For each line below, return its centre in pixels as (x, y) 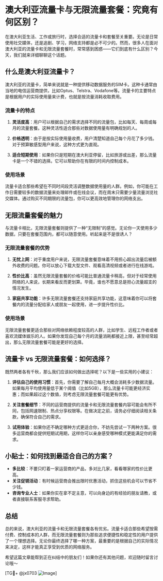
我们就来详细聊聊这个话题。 (41, 55)
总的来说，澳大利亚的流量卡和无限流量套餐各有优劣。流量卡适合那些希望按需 (81, 529)
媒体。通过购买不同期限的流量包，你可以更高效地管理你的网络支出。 (77, 198)
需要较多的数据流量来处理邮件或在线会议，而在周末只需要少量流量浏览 (83, 193)
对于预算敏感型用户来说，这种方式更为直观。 (57, 145)
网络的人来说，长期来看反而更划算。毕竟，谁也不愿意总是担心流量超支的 (84, 282)
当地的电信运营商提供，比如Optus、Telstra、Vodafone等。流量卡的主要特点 (81, 90)
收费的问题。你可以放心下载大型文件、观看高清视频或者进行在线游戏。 (86, 266)
